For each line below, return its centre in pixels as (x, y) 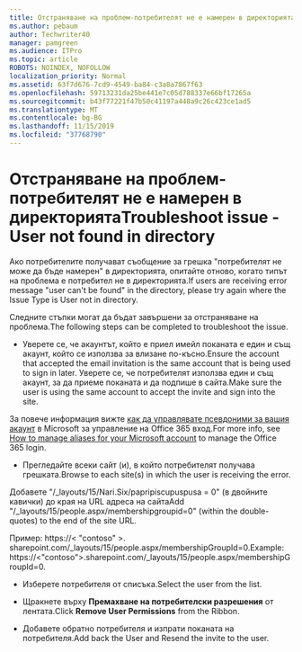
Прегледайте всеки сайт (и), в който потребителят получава (139, 465)
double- (254, 511)
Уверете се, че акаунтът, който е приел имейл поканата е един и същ (156, 344)
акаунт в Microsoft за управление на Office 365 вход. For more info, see (145, 428)
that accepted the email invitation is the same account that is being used (156, 363)
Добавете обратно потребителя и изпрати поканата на (128, 628)
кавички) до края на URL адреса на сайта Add (97, 501)
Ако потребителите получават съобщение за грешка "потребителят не (146, 261)
